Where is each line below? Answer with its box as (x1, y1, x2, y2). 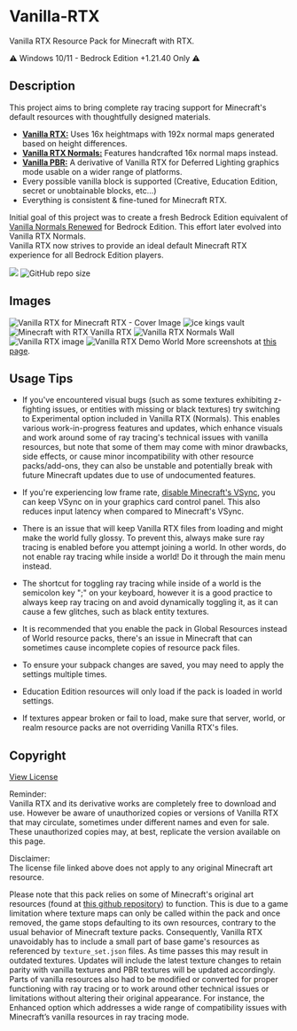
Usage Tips (9, 371, 74, 386)
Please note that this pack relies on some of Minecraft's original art (9, 889, 254, 900)
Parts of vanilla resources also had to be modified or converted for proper (9, 974, 279, 985)
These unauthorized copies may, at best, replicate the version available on (9, 827, 281, 838)
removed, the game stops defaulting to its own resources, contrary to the (9, 917, 277, 928)
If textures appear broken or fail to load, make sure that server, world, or (21, 712, 286, 724)
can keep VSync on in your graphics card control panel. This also (21, 497, 261, 508)
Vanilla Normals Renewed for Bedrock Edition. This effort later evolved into (9, 221, 282, 232)
